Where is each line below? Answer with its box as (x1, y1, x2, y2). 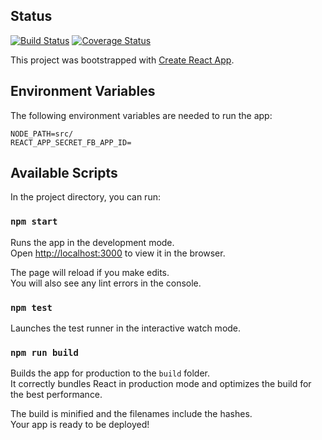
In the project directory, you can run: (10, 191, 161, 203)
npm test (10, 302, 53, 313)
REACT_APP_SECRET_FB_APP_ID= (10, 137, 132, 148)
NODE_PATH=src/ (10, 129, 74, 139)
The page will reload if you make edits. (10, 266, 170, 278)
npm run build (10, 347, 79, 358)
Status (10, 8, 53, 25)
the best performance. (10, 389, 103, 401)
